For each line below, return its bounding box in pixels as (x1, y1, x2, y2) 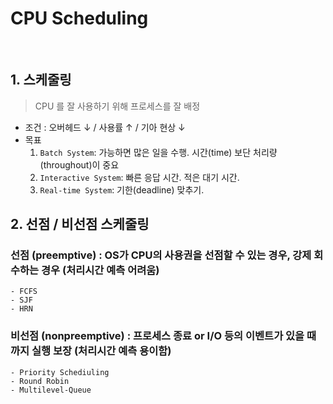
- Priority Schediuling (10, 367, 110, 377)
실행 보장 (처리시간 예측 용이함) (31, 344, 172, 358)
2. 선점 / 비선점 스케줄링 (10, 216, 150, 233)
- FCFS (10, 287, 38, 297)
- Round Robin (10, 376, 70, 386)
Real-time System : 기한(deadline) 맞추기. (39, 183, 205, 196)
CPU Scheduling (10, 7, 149, 30)
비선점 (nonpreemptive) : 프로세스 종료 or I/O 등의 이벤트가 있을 (10, 329, 305, 343)
